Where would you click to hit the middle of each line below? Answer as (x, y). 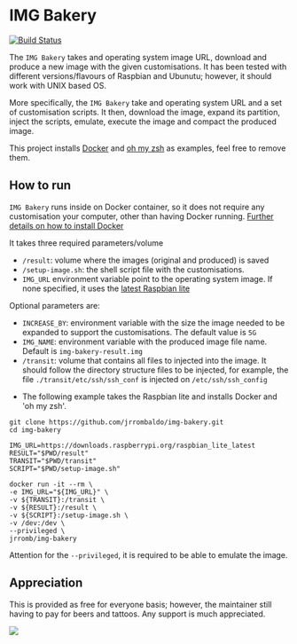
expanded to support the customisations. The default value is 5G (139, 332)
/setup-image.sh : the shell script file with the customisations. (133, 269)
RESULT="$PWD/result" (49, 453)
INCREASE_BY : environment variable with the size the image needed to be (153, 322)
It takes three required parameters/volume (86, 243)
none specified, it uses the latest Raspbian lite (106, 288)
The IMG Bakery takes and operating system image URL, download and (138, 57)
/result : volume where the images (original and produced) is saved (145, 260)
